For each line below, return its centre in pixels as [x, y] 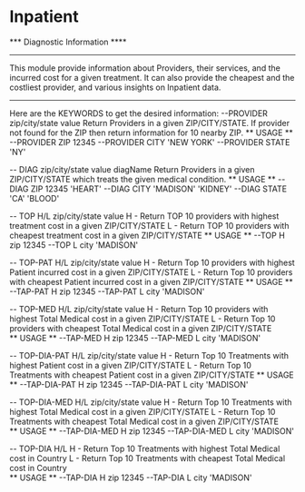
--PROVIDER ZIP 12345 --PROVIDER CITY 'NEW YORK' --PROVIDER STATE [150, 142]
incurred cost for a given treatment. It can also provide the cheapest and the [152, 77]
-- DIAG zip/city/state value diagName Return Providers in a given [133, 169]
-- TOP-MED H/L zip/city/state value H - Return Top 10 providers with [139, 309]
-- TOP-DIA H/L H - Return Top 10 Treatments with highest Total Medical [145, 448]
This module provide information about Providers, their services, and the [145, 68]
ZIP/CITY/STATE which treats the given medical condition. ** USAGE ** [143, 179]
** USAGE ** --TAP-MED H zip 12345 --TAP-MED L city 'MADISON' [135, 338]
